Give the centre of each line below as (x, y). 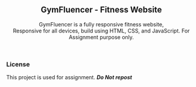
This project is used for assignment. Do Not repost (69, 77)
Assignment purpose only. (101, 37)
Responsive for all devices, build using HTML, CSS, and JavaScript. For (101, 31)
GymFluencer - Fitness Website (101, 10)
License (18, 64)
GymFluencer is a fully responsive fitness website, (101, 24)
